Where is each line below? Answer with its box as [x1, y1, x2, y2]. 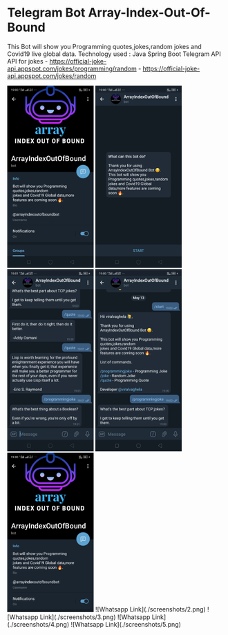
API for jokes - [7, 57, 48, 65]
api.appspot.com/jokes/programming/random [7, 64, 137, 73]
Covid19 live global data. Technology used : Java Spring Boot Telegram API [7, 50, 221, 58]
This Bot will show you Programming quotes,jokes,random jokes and [7, 42, 202, 50]
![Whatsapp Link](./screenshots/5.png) [70, 620, 182, 628]
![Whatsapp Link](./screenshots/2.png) [95, 605, 206, 614]
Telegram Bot [7, 5, 86, 21]
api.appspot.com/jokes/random [7, 71, 97, 80]
